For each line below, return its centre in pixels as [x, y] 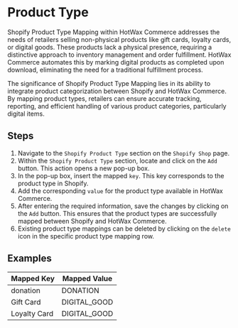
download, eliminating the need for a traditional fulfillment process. [106, 70]
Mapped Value [87, 278]
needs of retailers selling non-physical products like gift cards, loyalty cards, [119, 39]
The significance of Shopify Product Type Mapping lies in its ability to [109, 83]
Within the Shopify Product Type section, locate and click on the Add [118, 160]
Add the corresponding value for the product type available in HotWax [120, 191]
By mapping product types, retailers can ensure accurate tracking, [104, 98]
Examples [29, 259]
